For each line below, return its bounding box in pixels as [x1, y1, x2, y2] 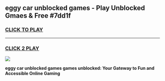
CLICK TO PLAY [5, 27, 43, 33]
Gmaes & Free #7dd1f [5, 12, 71, 20]
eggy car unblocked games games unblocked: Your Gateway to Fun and [5, 65, 155, 71]
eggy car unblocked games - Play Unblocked [5, 4, 145, 12]
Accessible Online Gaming [5, 70, 60, 76]
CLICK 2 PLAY [5, 45, 39, 52]
